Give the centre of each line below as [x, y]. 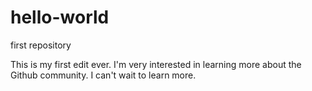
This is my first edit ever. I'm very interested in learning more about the [156, 64]
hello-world [60, 17]
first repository [41, 45]
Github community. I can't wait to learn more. [103, 75]
